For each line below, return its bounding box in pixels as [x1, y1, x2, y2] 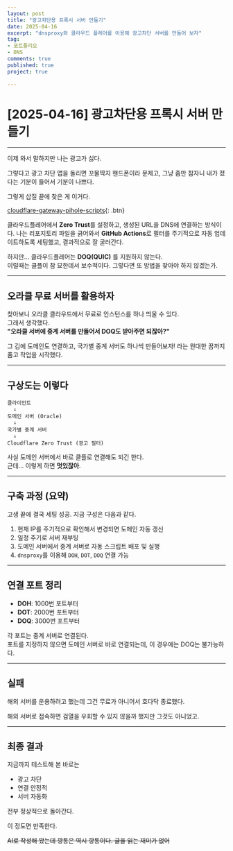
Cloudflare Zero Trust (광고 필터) [7, 440, 104, 447]
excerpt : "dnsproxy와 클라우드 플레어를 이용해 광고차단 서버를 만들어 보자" [7, 29, 202, 37]
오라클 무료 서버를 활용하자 [7, 290, 114, 302]
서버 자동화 [17, 792, 48, 801]
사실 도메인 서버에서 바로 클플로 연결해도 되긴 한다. [7, 453, 144, 461]
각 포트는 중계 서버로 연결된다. [7, 631, 89, 639]
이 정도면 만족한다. [7, 822, 58, 830]
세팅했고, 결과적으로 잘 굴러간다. [37, 238, 124, 246]
